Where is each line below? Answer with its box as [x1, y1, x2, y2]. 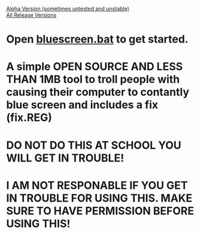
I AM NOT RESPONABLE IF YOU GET [6, 178, 188, 192]
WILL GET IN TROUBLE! [6, 151, 125, 164]
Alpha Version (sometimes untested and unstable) [6, 5, 130, 12]
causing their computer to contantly [6, 85, 190, 99]
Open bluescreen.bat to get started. [6, 32, 189, 46]
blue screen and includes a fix [6, 98, 159, 112]
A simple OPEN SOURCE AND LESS [6, 60, 183, 74]
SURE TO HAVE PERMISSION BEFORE [6, 204, 195, 218]
